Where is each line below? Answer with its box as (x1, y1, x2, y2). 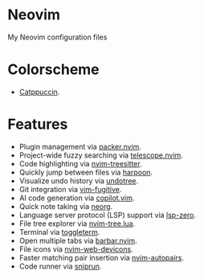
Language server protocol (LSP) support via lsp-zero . (18, 210, 197, 220)
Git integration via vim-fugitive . (18, 184, 122, 194)
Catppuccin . (18, 87, 60, 96)
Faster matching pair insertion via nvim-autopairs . (18, 252, 185, 262)
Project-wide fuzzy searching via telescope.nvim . (18, 150, 184, 160)
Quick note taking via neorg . (18, 201, 113, 211)
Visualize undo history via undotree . (18, 175, 139, 186)
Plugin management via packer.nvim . (18, 142, 142, 151)
